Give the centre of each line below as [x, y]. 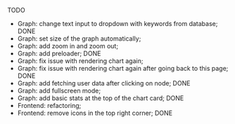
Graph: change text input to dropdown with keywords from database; [118, 23]
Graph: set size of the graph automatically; [79, 39]
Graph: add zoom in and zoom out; [68, 46]
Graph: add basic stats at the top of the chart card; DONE [101, 98]
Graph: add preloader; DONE [59, 53]
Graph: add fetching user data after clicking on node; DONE [104, 83]
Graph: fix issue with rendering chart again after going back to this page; [123, 68]
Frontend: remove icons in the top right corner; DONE [95, 113]
